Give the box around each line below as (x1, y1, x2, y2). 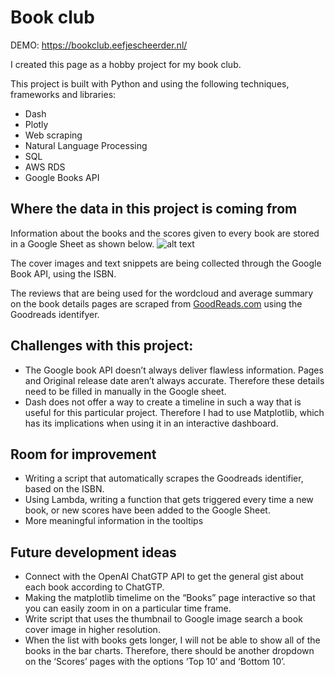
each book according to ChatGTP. (24, 581, 165, 593)
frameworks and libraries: (10, 88, 117, 100)
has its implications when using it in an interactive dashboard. (24, 417, 279, 429)
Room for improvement (10, 446, 157, 463)
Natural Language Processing (24, 139, 148, 151)
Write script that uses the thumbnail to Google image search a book (24, 613, 303, 625)
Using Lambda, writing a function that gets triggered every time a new (24, 494, 314, 506)
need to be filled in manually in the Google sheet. (24, 385, 227, 397)
